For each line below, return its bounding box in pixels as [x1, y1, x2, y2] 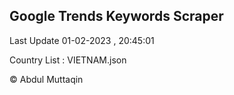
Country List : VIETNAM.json [9, 54, 127, 66]
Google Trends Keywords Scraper [9, 8, 224, 25]
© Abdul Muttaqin [9, 73, 84, 85]
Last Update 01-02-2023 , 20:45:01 [9, 34, 155, 46]
